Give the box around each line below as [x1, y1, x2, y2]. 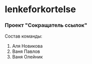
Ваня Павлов [12, 48, 40, 54]
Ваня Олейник [12, 54, 43, 60]
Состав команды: [5, 33, 42, 39]
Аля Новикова [12, 43, 43, 49]
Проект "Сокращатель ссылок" [5, 22, 87, 29]
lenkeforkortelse [5, 4, 76, 15]
